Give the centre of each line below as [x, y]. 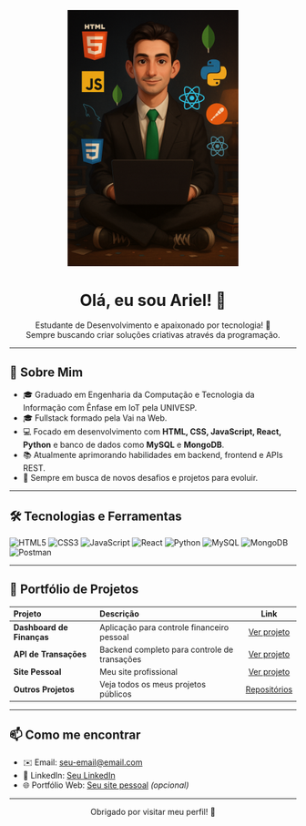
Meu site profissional [138, 672]
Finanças [31, 637]
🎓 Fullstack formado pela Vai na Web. [95, 418]
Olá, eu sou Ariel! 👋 [153, 300]
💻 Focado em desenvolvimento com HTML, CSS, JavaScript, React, [152, 432]
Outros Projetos [44, 689]
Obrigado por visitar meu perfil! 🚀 [153, 811]
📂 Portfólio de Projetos [74, 590]
